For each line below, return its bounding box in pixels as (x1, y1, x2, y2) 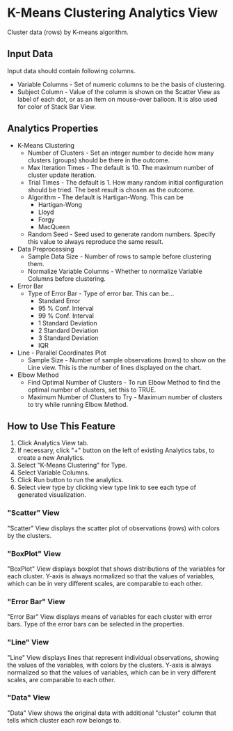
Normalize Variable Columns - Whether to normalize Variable (27, 267, 203, 275)
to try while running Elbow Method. (27, 400, 129, 408)
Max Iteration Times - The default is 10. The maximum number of (27, 163, 214, 171)
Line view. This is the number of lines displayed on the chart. (27, 363, 202, 371)
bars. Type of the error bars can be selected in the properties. (7, 620, 185, 629)
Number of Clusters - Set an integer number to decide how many (27, 148, 214, 157)
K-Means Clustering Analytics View (7, 5, 218, 21)
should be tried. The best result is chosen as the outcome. (27, 185, 195, 194)
